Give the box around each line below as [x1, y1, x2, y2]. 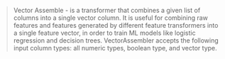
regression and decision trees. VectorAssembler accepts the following [13, 36, 219, 45]
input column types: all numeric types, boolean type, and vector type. [13, 44, 217, 52]
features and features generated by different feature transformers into [13, 21, 219, 29]
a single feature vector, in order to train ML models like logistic [13, 28, 196, 37]
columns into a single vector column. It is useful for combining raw [13, 14, 209, 22]
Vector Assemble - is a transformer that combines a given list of [13, 6, 201, 14]
